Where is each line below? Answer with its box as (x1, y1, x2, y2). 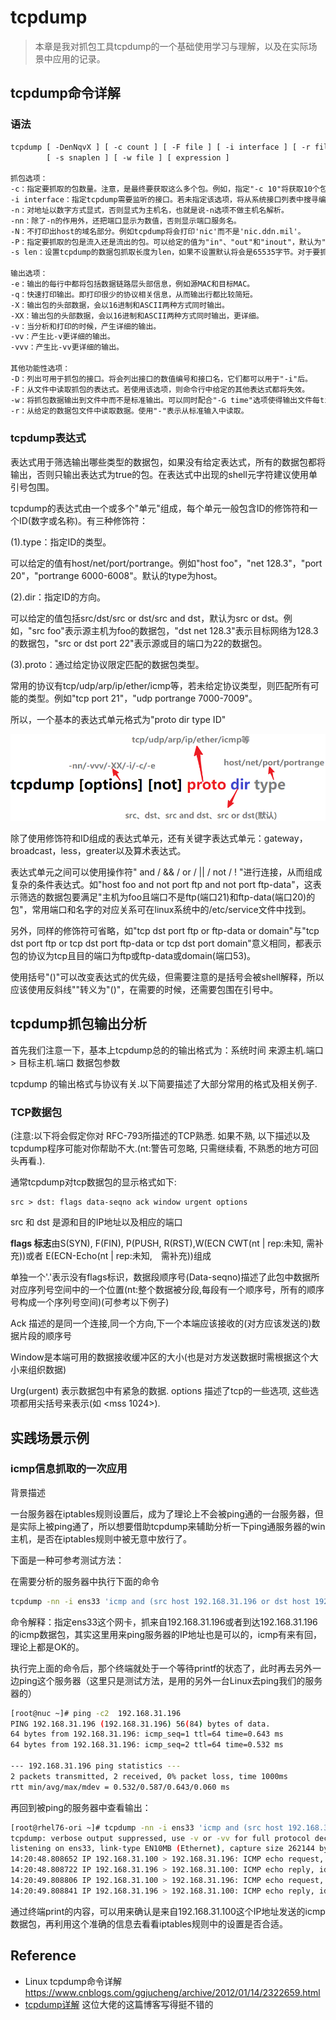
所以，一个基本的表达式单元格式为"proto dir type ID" (10, 713, 227, 725)
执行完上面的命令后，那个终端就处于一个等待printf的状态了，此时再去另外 (10, 1662, 313, 1674)
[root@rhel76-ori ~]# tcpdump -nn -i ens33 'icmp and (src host (10, 1822, 284, 1833)
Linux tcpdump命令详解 (24, 1975, 122, 1987)
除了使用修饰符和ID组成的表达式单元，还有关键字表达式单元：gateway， (10, 832, 308, 845)
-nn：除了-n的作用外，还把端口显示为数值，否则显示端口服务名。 (10, 216, 242, 226)
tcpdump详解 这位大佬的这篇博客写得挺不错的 (24, 1998, 214, 2010)
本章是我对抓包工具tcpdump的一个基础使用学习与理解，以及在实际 (34, 40, 309, 52)
